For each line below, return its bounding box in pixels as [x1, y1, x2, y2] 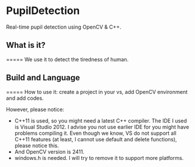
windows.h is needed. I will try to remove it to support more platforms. [14, 154, 184, 161]
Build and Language [6, 73, 80, 83]
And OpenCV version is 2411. [14, 148, 85, 155]
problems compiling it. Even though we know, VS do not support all [14, 130, 177, 137]
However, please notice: [6, 106, 64, 113]
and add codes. [6, 95, 44, 102]
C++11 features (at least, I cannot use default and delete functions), [14, 135, 177, 142]
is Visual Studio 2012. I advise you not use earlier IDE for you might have [14, 123, 189, 130]
